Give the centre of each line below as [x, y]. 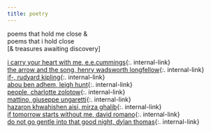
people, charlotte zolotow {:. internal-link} [66, 92]
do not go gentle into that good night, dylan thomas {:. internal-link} [103, 121]
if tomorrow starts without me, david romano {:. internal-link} [94, 114]
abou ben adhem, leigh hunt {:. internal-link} [70, 84]
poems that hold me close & [48, 34]
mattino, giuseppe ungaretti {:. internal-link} [69, 99]
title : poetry [28, 14]
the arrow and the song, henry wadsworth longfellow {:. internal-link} [106, 69]
